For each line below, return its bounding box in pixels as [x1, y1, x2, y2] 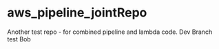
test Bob [7, 35, 31, 43]
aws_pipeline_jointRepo [7, 5, 147, 21]
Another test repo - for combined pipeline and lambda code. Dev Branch [7, 28, 213, 36]
